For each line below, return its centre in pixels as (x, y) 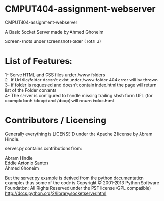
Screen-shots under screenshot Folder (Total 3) (53, 41)
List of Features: (39, 61)
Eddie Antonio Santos (27, 163)
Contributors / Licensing (56, 120)
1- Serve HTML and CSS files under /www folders (55, 75)
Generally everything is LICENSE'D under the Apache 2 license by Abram (79, 134)
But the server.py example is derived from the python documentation (75, 178)
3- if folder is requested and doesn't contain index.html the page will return (81, 85)
